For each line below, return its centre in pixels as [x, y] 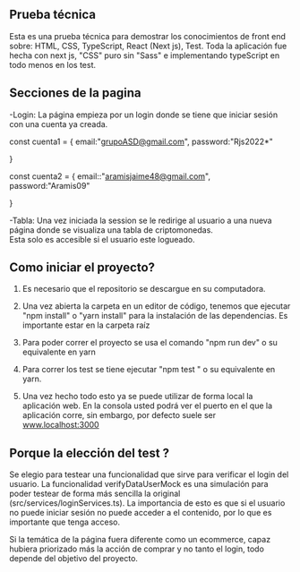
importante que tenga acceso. [65, 522]
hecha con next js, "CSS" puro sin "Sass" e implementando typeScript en [145, 55]
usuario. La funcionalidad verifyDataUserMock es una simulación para [139, 484]
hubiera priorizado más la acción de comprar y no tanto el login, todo [137, 549]
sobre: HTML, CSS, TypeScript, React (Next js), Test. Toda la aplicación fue [148, 46]
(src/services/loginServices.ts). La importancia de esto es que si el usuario [147, 503]
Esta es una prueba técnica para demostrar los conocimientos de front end [148, 36]
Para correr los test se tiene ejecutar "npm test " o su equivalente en [149, 370]
